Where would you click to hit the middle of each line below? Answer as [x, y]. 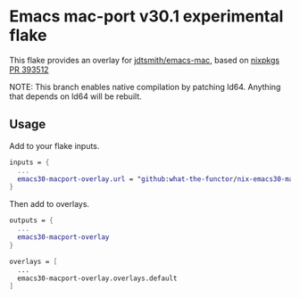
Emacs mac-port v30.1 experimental [146, 17]
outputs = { [31, 220]
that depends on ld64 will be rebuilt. [75, 96]
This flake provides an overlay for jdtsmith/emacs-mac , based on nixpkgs [144, 60]
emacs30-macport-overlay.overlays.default [97, 278]
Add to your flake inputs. [54, 145]
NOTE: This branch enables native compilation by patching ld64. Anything [145, 87]
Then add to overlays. [50, 204]
